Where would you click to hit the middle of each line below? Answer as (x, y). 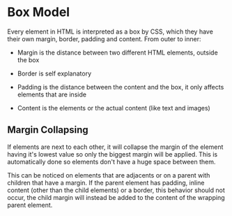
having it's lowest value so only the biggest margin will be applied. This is (113, 154)
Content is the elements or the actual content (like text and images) (114, 108)
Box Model (39, 12)
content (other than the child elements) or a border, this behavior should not (116, 190)
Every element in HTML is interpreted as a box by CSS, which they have (110, 31)
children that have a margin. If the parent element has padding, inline (106, 182)
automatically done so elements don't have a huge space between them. (111, 161)
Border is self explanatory (54, 73)
